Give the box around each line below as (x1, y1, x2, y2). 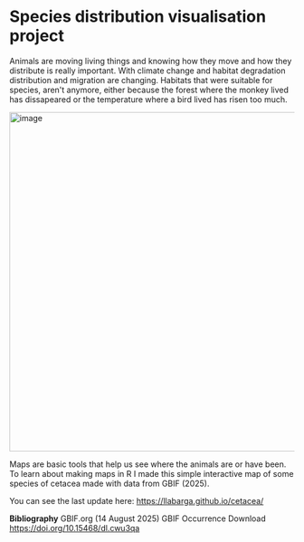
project (9, 25, 65, 46)
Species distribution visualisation (9, 6, 267, 27)
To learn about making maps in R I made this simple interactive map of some (9, 468, 294, 479)
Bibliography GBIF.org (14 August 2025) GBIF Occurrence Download (9, 513, 267, 524)
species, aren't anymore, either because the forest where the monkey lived (9, 84, 290, 95)
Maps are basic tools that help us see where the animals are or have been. (9, 459, 287, 470)
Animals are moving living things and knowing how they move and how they (9, 55, 292, 66)
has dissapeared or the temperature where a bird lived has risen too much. (9, 93, 288, 105)
